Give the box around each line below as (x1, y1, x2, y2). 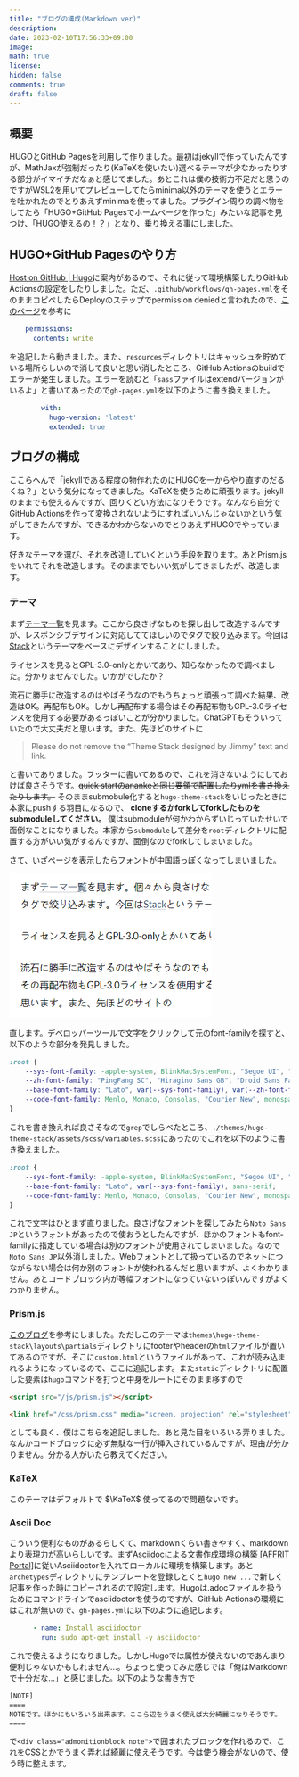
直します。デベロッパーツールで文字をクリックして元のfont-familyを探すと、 (9, 1027, 290, 1038)
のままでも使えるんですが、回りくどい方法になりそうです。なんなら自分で (9, 497, 281, 508)
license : (9, 62, 42, 70)
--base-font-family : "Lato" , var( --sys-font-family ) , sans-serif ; (25, 1182, 277, 1191)
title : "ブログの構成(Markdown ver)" (9, 14, 141, 23)
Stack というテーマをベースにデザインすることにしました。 (9, 641, 225, 651)
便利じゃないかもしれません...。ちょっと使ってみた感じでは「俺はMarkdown (9, 1661, 288, 1672)
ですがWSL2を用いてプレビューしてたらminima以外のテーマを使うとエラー (9, 185, 283, 195)
